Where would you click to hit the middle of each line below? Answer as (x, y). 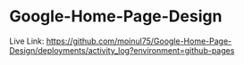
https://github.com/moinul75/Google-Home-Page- (139, 41)
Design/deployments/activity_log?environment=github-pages (122, 50)
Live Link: (27, 41)
